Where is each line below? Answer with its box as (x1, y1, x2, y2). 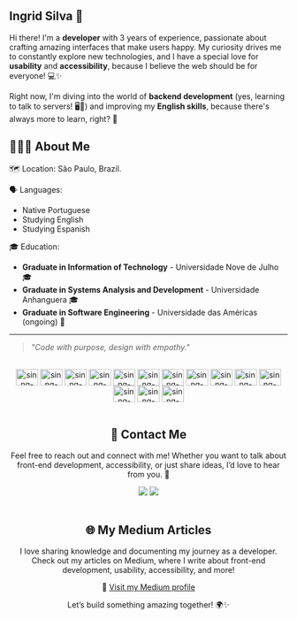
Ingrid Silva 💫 (9, 9, 84, 24)
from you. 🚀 (126, 470, 171, 480)
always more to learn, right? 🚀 (9, 113, 118, 124)
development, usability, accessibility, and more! (62, 565, 235, 576)
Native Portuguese (21, 204, 91, 215)
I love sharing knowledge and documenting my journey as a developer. (19, 546, 278, 557)
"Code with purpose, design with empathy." (30, 341, 190, 352)
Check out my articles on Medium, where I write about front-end (31, 555, 266, 566)
